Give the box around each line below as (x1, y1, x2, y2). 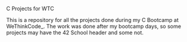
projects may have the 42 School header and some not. (6, 29, 144, 36)
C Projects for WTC (6, 5, 54, 12)
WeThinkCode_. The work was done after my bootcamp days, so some (6, 23, 182, 30)
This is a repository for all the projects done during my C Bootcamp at (6, 17, 179, 23)
